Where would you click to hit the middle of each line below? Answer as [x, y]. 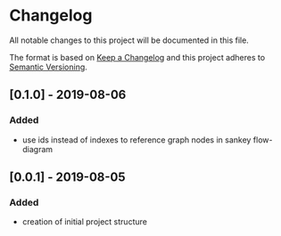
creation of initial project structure [84, 222]
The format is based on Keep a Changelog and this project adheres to [137, 57]
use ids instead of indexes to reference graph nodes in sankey [136, 140]
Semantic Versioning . [48, 67]
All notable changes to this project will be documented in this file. [129, 40]
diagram [37, 149]
